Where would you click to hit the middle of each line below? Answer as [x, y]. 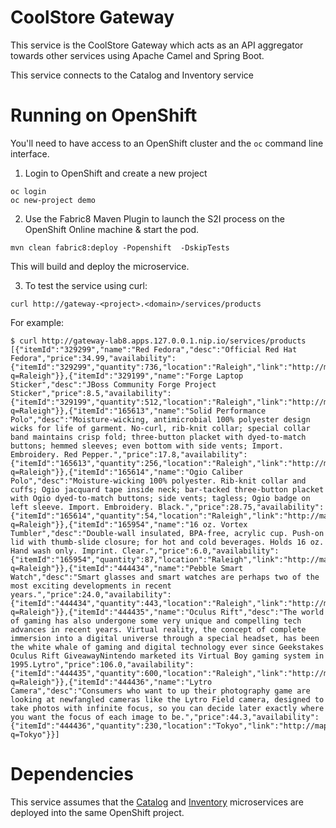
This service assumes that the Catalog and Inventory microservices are [157, 802]
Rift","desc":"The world [272, 612]
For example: [37, 322]
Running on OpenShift [104, 115]
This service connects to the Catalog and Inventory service [132, 75]
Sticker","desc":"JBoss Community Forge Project [113, 384]
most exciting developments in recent [91, 586]
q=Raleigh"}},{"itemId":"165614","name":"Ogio [109, 472]
